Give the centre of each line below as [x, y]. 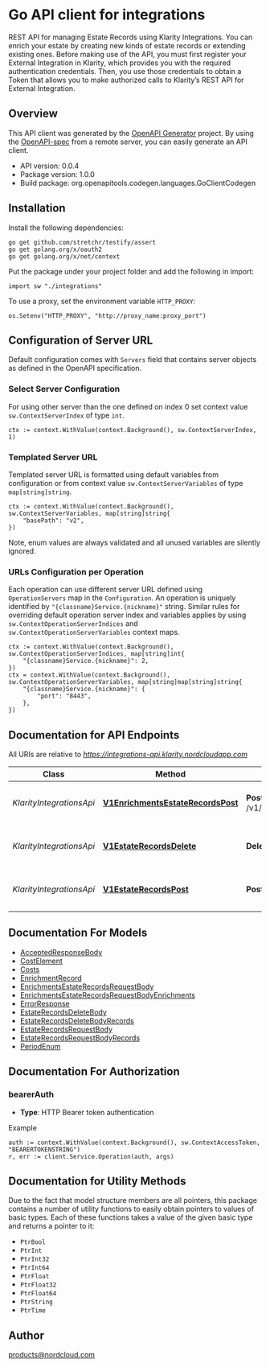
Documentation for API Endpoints [94, 735]
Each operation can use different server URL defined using [106, 590]
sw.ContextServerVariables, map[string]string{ [90, 513]
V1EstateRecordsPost [145, 889]
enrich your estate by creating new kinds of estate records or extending [127, 45]
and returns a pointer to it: [51, 1226]
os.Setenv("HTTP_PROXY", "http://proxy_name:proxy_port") [107, 315]
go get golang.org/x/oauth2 [55, 249]
